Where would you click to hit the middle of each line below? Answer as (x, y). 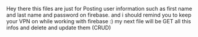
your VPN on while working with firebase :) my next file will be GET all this (99, 21)
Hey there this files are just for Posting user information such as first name (99, 9)
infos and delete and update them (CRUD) (59, 27)
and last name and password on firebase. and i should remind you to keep (99, 15)
